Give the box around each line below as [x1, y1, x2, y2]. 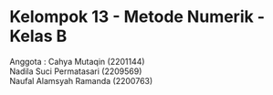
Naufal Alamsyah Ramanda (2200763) [9, 75, 153, 86]
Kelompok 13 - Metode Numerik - [9, 6, 266, 27]
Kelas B [9, 26, 68, 47]
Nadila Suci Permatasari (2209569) [9, 66, 142, 77]
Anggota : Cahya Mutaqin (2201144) [9, 56, 145, 67]
